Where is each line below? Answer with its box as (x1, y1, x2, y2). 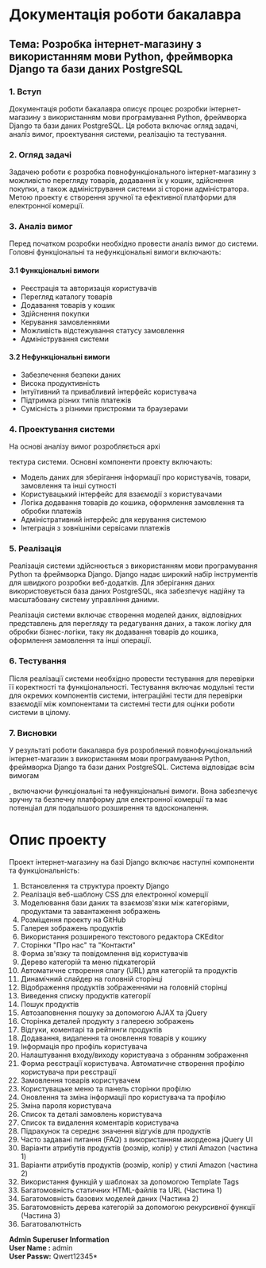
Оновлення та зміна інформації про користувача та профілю (20, 1092, 226, 1102)
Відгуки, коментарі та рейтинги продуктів (20, 1025, 163, 1034)
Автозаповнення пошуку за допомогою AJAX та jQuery (20, 1008, 208, 1017)
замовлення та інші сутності (20, 481, 118, 491)
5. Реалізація (9, 543, 62, 554)
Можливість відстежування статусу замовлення (20, 325, 185, 335)
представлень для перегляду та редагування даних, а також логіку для (9, 619, 253, 628)
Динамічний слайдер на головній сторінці (20, 974, 164, 983)
